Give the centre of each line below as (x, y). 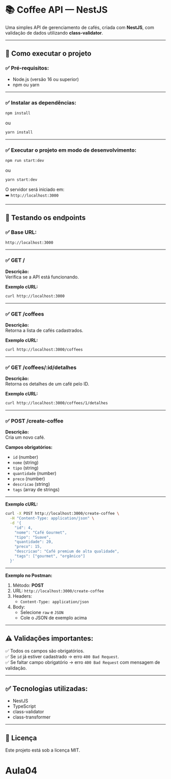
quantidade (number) (35, 474)
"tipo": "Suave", (33, 537)
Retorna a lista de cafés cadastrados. (44, 330)
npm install (18, 113)
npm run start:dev (25, 160)
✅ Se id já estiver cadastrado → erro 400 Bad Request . (62, 656)
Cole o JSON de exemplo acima (54, 618)
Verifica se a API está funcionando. (42, 277)
